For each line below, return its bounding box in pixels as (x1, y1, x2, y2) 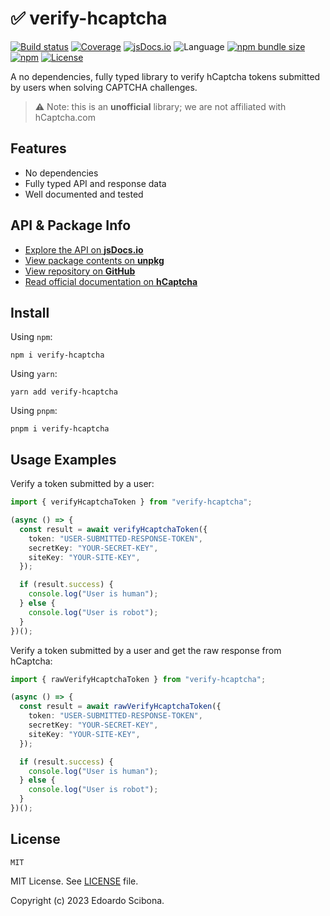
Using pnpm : (10, 405, 58, 417)
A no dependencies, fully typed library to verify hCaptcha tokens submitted (10, 70, 321, 82)
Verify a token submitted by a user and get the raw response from (10, 644, 282, 656)
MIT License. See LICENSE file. (10, 875, 139, 887)
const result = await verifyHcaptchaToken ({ (19, 524, 208, 534)
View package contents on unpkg (24, 254, 165, 266)
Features (10, 140, 67, 157)
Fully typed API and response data (24, 177, 167, 189)
